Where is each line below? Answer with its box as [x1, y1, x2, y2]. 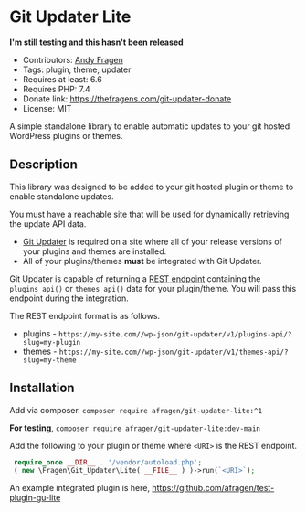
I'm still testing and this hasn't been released [9, 37, 185, 48]
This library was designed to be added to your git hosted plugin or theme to [9, 181, 294, 192]
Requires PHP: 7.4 [22, 83, 91, 94]
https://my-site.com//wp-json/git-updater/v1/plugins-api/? [58, 329, 292, 339]
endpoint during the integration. [9, 293, 130, 304]
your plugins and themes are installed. [22, 245, 167, 257]
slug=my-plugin [22, 337, 81, 347]
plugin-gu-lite [9, 492, 61, 504]
